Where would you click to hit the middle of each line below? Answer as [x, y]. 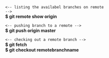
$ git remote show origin [31, 16]
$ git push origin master [30, 30]
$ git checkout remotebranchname [42, 50]
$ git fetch [16, 44]
